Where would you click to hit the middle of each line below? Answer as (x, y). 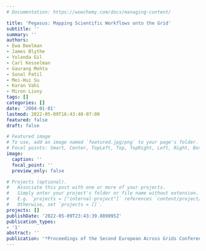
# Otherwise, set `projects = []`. (55, 204)
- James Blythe (26, 52)
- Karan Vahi (23, 86)
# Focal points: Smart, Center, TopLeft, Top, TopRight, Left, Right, (98, 148)
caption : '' (27, 159)
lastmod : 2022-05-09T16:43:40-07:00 (53, 114)
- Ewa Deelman (25, 46)
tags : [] (17, 97)
